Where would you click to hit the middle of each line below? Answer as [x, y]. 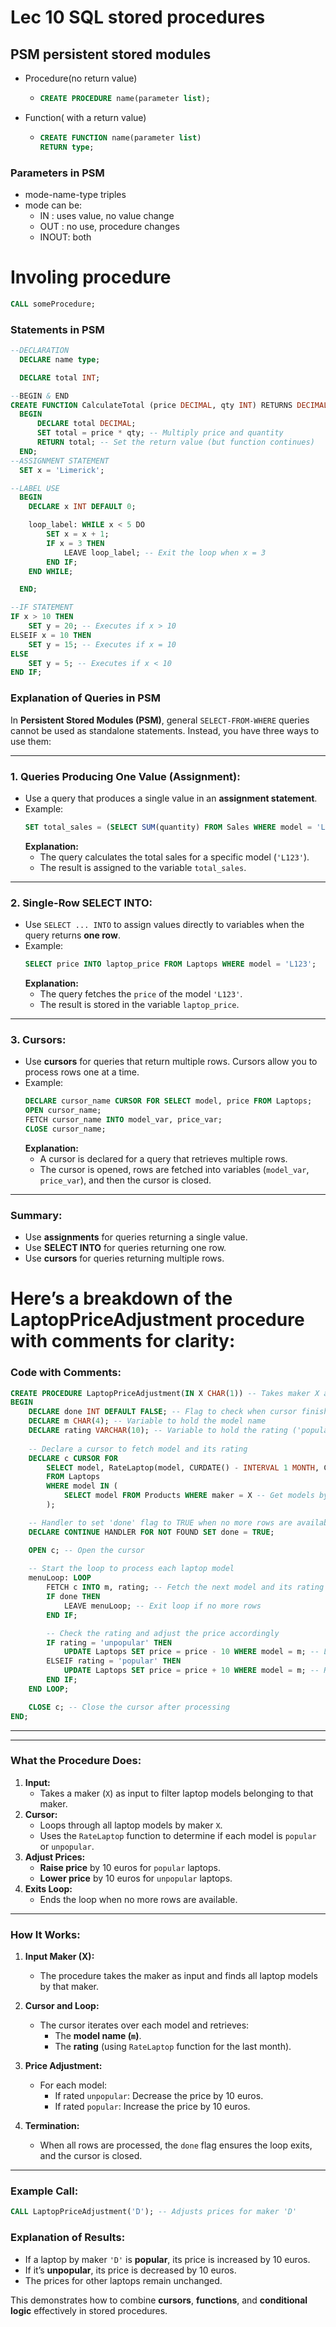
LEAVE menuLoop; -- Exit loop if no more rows [162, 1606]
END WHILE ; [51, 571]
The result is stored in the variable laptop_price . [139, 1004]
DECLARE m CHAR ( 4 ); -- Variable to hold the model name [147, 1421]
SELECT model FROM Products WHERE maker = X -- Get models [189, 1496]
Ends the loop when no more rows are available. [138, 1899]
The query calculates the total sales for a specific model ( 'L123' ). [174, 857]
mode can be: [53, 205]
